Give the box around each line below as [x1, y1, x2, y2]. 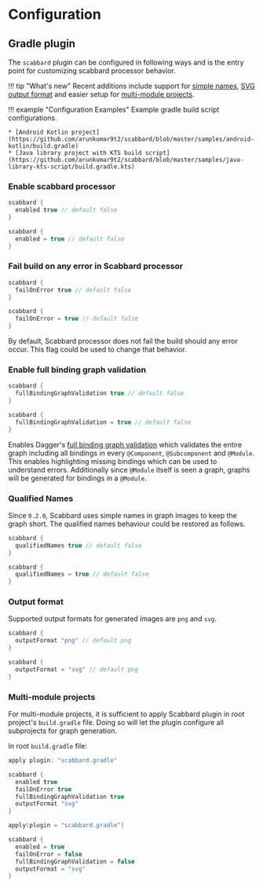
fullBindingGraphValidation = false [15, 857, 135, 866]
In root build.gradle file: [8, 742, 88, 751]
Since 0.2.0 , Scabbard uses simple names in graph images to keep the [8, 510, 238, 520]
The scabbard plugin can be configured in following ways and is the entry [8, 57, 245, 67]
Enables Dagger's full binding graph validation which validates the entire [8, 440, 242, 449]
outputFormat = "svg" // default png [15, 665, 139, 673]
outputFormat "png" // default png [15, 637, 132, 645]
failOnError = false [15, 850, 82, 858]
